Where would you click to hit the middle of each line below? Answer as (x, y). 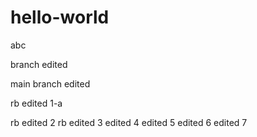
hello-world (60, 17)
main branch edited (50, 83)
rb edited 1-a (36, 103)
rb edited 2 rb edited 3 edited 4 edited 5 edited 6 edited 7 (129, 122)
